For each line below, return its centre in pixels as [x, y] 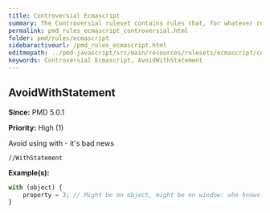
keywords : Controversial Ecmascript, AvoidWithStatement [106, 61]
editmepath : [28, 53]
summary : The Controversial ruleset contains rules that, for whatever [131, 23]
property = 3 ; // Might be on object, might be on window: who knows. [143, 195]
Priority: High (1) [36, 127]
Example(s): [29, 172]
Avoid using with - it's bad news [61, 143]
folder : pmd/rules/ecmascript [59, 38]
